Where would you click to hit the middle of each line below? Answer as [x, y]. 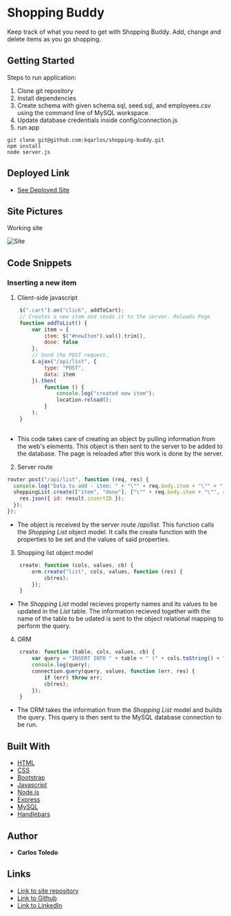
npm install [24, 146]
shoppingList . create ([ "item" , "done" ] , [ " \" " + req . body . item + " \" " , [117, 492]
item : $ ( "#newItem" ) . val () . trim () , [95, 336]
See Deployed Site [43, 190]
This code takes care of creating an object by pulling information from [116, 438]
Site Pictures [35, 211]
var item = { [51, 329]
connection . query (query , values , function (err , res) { [113, 671]
